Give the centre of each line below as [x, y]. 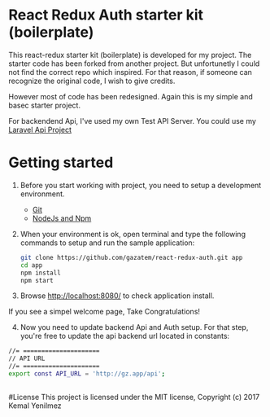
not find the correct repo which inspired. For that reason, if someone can [130, 72]
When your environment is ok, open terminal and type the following [133, 234]
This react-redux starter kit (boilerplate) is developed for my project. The [130, 55]
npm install [40, 273]
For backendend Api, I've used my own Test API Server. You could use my [132, 121]
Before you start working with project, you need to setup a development [141, 185]
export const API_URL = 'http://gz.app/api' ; [87, 374]
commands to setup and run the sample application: [107, 243]
